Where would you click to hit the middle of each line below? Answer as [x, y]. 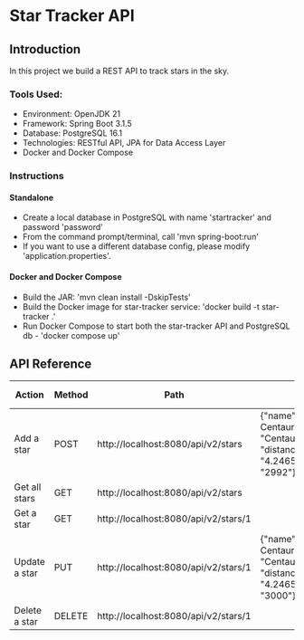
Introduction [45, 49]
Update [29, 562]
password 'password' [63, 227]
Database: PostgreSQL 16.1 [72, 133]
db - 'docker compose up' [71, 335]
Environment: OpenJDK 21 [71, 114]
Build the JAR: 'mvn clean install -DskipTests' [107, 297]
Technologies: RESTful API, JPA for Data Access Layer [124, 143]
